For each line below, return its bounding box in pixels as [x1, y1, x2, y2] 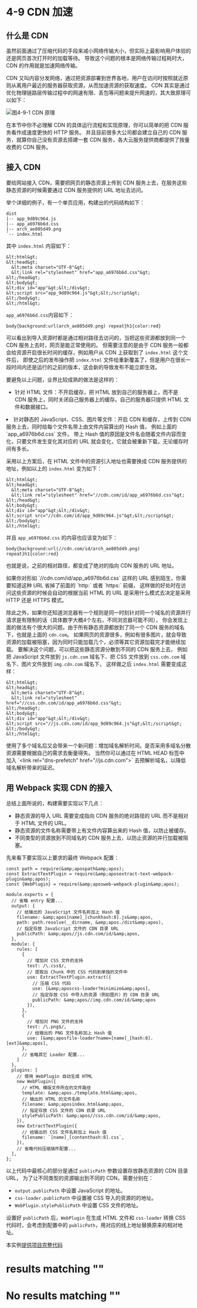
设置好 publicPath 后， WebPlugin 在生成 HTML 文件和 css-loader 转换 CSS [6, 1214, 186, 1221]
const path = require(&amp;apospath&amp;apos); [6, 865, 125, 872]
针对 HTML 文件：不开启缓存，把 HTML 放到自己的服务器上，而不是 [14, 389, 179, 396]
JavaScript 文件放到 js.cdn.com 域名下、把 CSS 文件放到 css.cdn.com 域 [12, 653, 186, 660]
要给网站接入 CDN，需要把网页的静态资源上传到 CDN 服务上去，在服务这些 [6, 179, 188, 186]
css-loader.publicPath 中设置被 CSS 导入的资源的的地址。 [14, 1194, 157, 1201]
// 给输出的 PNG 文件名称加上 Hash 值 [27, 1030, 113, 1036]
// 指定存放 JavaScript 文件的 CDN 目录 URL [16, 925, 119, 932]
